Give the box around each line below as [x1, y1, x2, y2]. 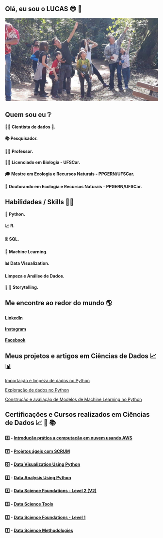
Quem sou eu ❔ [5, 110, 51, 119]
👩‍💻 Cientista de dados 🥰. [5, 124, 56, 130]
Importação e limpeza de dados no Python [5, 377, 90, 383]
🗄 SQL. [5, 236, 19, 242]
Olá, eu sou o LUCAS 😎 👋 [5, 5, 82, 13]
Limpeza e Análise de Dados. [5, 273, 65, 279]
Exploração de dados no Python [5, 387, 69, 393]
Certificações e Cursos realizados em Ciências [5, 410, 150, 419]
